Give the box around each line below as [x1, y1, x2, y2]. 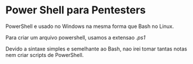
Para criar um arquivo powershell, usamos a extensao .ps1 [5, 34, 146, 41]
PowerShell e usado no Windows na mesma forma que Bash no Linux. [5, 23, 174, 30]
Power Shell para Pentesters [5, 3, 146, 17]
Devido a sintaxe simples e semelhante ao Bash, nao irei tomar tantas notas [5, 45, 188, 52]
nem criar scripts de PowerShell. [5, 51, 84, 58]
